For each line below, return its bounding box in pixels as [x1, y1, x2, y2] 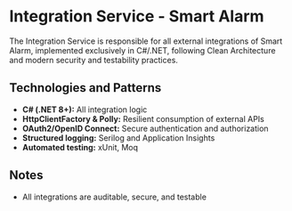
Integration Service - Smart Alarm [9, 6, 264, 27]
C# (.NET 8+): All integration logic [21, 104, 148, 115]
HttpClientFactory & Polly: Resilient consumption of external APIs [21, 113, 264, 124]
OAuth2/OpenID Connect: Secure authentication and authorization [21, 123, 269, 134]
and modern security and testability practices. [9, 54, 178, 65]
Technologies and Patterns [9, 80, 162, 95]
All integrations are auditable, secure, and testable [21, 191, 207, 202]
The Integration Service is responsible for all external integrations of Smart [9, 36, 283, 46]
